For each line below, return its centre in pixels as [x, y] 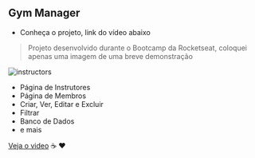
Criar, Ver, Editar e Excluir [61, 104]
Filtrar [29, 113]
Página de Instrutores [55, 87]
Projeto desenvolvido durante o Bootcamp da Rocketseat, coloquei [137, 48]
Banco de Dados [47, 121]
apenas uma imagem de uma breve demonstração [110, 56]
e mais [31, 129]
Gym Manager [44, 13]
